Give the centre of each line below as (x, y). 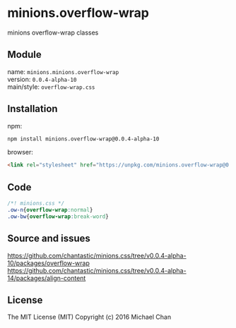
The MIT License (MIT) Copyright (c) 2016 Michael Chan (89, 317)
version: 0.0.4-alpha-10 (42, 79)
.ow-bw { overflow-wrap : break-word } (58, 217)
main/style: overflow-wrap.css (51, 87)
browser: (20, 152)
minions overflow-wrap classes (53, 32)
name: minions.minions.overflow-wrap (63, 71)
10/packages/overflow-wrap (49, 263)
